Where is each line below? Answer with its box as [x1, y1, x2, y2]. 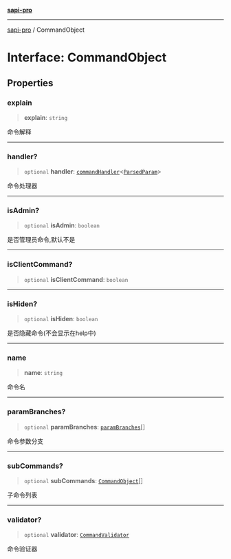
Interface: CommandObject [7, 50, 167, 65]
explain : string [23, 113, 68, 121]
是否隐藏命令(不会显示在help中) [7, 329, 96, 337]
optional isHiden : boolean [23, 315, 98, 323]
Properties [7, 77, 54, 89]
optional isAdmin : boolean [23, 221, 100, 230]
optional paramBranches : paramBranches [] [23, 423, 146, 431]
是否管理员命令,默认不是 [7, 236, 76, 244]
